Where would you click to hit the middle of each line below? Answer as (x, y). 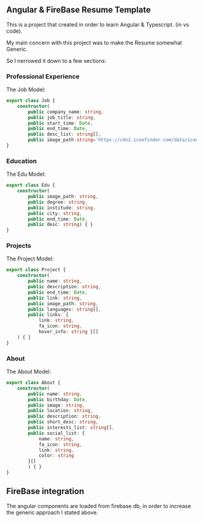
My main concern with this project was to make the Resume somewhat (94, 42)
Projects (19, 246)
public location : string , (61, 411)
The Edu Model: (26, 174)
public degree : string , (58, 202)
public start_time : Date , (61, 123)
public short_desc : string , (63, 422)
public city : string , (55, 213)
